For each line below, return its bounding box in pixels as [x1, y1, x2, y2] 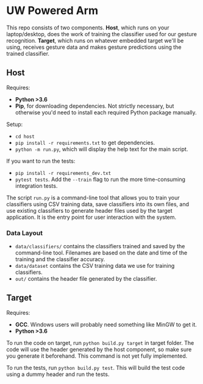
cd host [15, 133, 35, 139]
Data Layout [6, 229, 43, 237]
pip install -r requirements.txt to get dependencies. [15, 139, 155, 146]
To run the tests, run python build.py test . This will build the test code [6, 364, 185, 371]
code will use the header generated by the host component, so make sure [6, 345, 192, 353]
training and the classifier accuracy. [15, 256, 105, 263]
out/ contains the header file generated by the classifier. [15, 275, 157, 282]
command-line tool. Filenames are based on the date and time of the [15, 249, 188, 257]
